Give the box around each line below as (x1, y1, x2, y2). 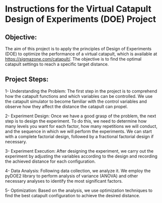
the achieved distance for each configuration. (5, 158, 96, 164)
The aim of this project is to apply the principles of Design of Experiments (5, 46, 152, 51)
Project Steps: (5, 75, 49, 83)
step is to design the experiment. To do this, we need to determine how (5, 118, 147, 124)
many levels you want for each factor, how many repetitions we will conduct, (5, 123, 158, 129)
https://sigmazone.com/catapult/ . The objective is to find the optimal (5, 56, 142, 62)
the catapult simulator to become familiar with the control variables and (5, 98, 147, 104)
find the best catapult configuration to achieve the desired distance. (5, 192, 140, 198)
